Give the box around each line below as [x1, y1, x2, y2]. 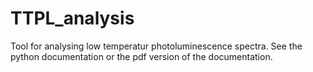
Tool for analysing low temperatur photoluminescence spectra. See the [10, 40, 303, 52]
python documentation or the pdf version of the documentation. [10, 50, 273, 62]
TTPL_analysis [10, 7, 135, 30]
